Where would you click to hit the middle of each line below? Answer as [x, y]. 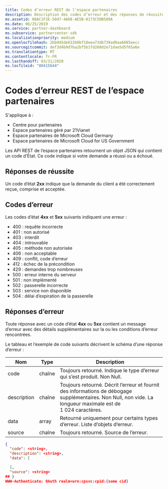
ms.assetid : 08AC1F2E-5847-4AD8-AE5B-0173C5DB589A [59, 19]
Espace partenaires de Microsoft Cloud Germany [63, 135]
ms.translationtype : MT [30, 52]
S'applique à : [19, 115]
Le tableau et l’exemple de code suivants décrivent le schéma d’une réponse [84, 344]
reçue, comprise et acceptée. [35, 189]
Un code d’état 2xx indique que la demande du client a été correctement [80, 184]
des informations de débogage [96, 391]
